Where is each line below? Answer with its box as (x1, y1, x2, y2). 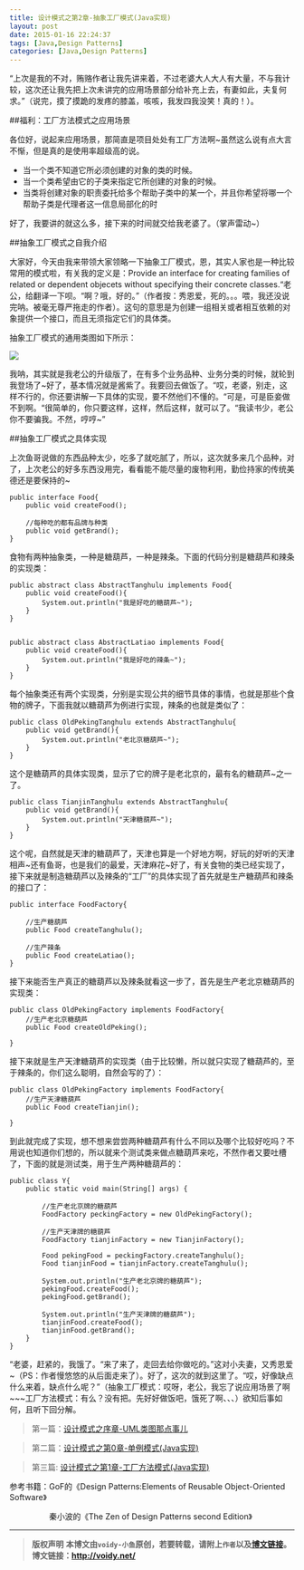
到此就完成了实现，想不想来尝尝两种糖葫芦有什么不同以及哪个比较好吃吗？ (9, 1136, 287, 1147)
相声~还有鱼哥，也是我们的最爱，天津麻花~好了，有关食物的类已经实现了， (9, 860, 290, 871)
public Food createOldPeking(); (25, 1023, 147, 1033)
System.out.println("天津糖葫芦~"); (42, 815, 174, 824)
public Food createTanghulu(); (25, 926, 144, 935)
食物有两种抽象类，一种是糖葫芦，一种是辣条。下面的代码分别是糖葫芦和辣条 (9, 552, 295, 563)
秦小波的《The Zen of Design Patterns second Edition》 (48, 1511, 253, 1522)
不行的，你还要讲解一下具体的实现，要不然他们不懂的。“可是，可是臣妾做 (16, 391, 291, 402)
